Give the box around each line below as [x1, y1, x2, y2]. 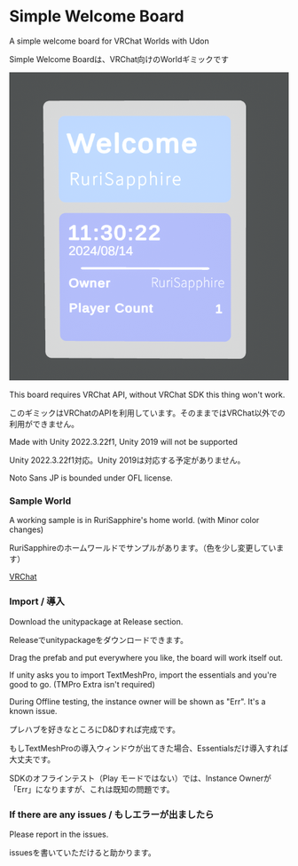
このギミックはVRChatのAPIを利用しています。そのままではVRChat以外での [9, 408, 286, 418]
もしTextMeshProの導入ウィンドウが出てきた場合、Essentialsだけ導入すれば [9, 743, 288, 753]
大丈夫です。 [9, 753, 56, 765]
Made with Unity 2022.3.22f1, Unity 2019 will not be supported [9, 437, 238, 448]
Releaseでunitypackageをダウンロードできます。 [9, 634, 189, 645]
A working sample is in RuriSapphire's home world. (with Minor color [9, 515, 260, 526]
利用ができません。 [9, 419, 80, 430]
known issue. [9, 705, 58, 716]
